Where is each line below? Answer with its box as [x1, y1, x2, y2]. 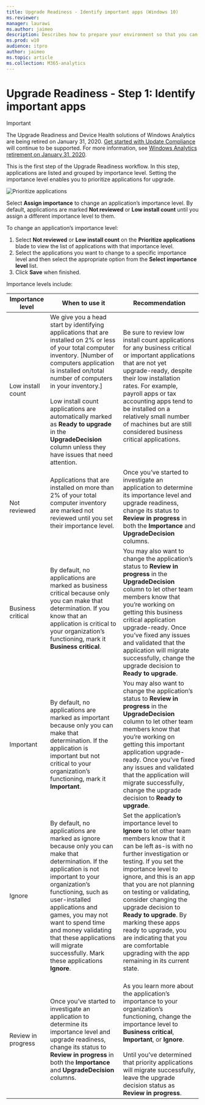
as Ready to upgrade [49, 420, 112, 429]
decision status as [123, 1081, 175, 1090]
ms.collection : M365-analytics [6, 60, 86, 66]
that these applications [49, 934, 116, 942]
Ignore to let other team [123, 827, 191, 835]
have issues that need [49, 451, 113, 459]
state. [123, 964, 139, 973]
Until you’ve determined [123, 1051, 192, 1059]
